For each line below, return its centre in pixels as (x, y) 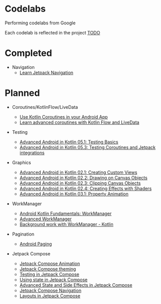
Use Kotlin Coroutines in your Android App (64, 117)
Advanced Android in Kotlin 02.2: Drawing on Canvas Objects (83, 177)
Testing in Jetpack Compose (49, 274)
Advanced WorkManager (45, 219)
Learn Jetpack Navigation (46, 72)
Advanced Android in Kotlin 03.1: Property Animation (74, 194)
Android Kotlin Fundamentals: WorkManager (66, 213)
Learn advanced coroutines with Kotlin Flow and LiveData (79, 122)
